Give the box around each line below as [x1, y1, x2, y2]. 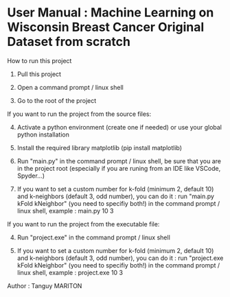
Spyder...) [16, 171, 45, 180]
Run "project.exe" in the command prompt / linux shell [16, 233, 170, 241]
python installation [16, 130, 70, 139]
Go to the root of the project [16, 96, 97, 104]
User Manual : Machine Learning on [7, 5, 214, 21]
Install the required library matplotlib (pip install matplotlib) [16, 143, 183, 152]
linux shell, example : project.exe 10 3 [16, 268, 124, 276]
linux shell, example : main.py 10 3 [16, 206, 114, 215]
